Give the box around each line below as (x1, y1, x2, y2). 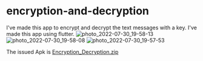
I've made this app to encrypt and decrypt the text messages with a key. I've (6, 24, 197, 31)
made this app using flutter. (6, 30, 75, 37)
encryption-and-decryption (6, 4, 150, 18)
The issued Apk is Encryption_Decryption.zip (6, 48, 119, 55)
